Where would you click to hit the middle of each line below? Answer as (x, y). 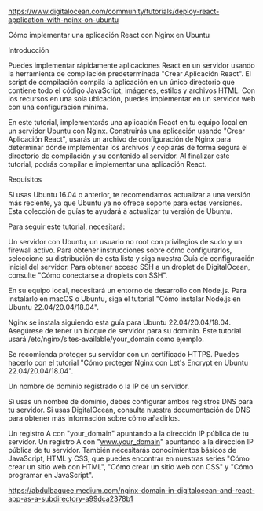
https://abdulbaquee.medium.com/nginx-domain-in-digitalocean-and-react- (131, 490)
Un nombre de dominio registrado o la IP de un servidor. (99, 386)
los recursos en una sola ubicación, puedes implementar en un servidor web (132, 99)
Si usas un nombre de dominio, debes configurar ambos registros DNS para (131, 401)
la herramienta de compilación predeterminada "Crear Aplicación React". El (130, 74)
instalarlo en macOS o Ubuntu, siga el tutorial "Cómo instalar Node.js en (124, 299)
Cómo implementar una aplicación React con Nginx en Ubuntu (109, 35)
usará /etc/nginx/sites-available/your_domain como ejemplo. (106, 339)
